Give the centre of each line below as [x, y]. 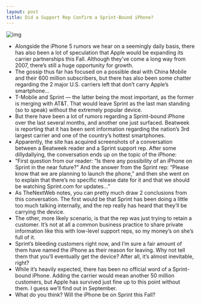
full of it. [25, 237]
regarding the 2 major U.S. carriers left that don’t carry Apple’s [92, 84]
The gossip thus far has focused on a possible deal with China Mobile [101, 71]
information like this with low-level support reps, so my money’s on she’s [104, 231]
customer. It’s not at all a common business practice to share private [99, 224]
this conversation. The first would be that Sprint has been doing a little [101, 199]
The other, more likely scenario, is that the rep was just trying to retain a [103, 218]
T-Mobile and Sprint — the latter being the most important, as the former [104, 97]
